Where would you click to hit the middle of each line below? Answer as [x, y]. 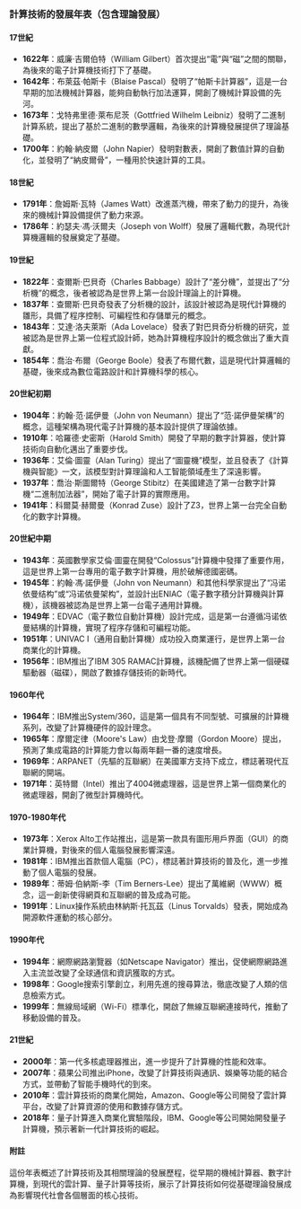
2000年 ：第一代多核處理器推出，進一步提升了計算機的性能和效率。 [146, 1061]
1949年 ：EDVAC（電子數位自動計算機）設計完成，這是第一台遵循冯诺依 [155, 616]
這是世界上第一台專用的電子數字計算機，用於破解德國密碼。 [132, 571]
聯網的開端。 [46, 772]
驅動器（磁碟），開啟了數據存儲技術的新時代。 [107, 672]
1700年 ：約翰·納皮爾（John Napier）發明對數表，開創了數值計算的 [146, 149]
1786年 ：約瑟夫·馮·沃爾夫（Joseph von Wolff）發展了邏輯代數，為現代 [152, 226]
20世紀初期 [30, 393]
